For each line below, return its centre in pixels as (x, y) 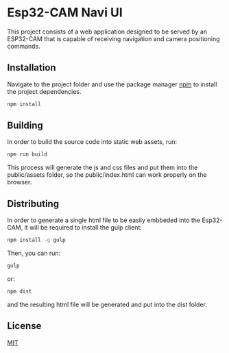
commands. (24, 46)
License (24, 326)
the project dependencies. (44, 91)
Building (25, 126)
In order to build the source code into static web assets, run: (92, 142)
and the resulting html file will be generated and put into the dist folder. (107, 304)
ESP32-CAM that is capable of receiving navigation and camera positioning (114, 38)
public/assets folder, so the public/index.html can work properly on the (107, 175)
